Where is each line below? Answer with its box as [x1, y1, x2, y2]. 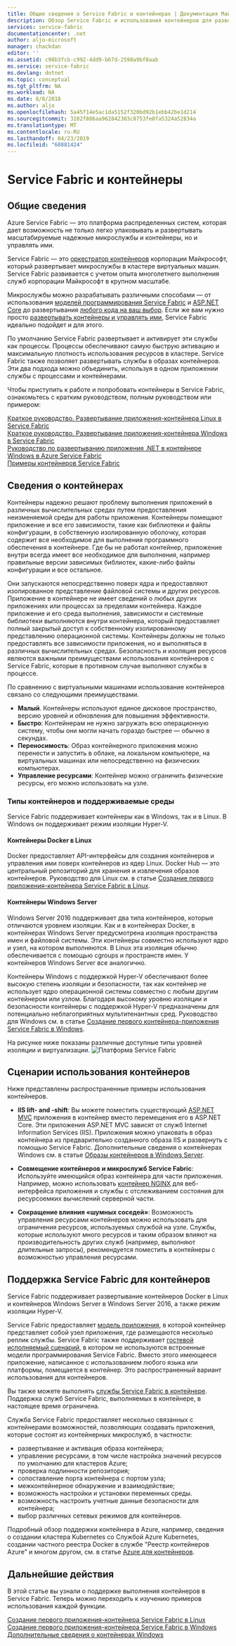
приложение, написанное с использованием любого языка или [7, 1358, 198, 1367]
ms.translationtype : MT [7, 121, 77, 129]
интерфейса [17, 1187, 54, 1196]
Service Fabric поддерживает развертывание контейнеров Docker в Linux [7, 1292, 229, 1301]
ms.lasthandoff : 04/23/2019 [7, 135, 90, 142]
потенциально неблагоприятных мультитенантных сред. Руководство [7, 1009, 218, 1018]
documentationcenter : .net [7, 30, 86, 37]
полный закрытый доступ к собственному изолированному [7, 624, 187, 632]
